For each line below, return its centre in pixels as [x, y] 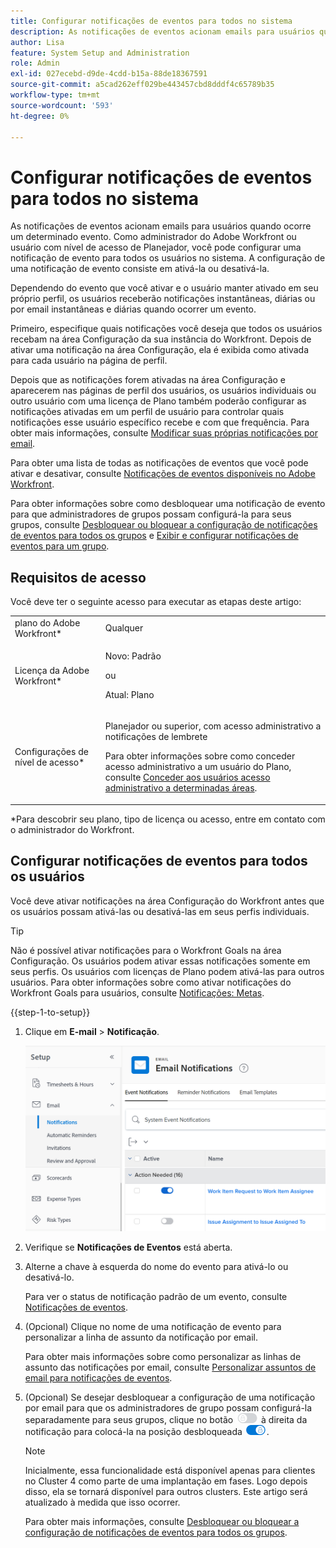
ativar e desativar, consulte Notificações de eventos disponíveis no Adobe [163, 474]
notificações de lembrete [156, 737]
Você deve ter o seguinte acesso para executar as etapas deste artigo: [156, 602]
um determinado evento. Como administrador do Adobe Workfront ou [153, 237]
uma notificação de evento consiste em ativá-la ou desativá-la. [140, 269]
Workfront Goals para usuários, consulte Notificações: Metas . [137, 992]
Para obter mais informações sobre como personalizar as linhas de [163, 1356]
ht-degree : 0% [40, 116]
